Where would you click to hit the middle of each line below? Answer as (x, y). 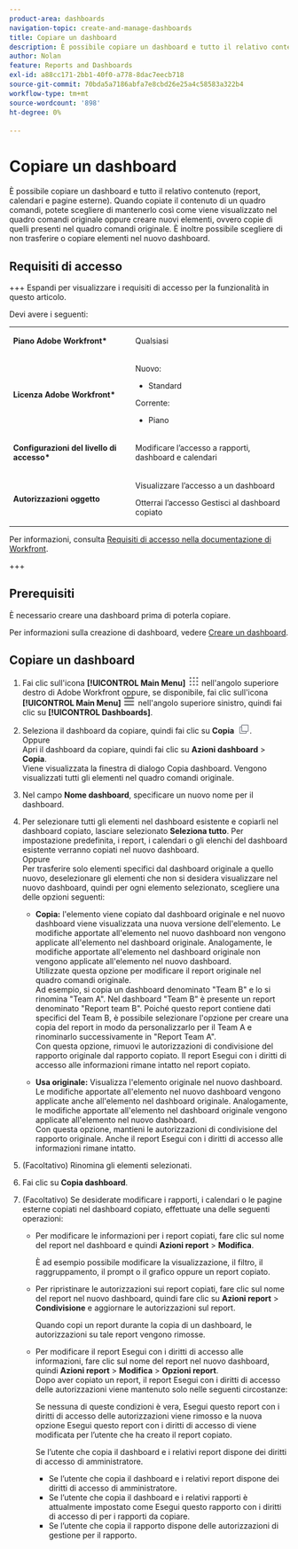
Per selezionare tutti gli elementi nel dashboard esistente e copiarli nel (150, 822)
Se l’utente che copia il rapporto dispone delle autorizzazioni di (164, 1525)
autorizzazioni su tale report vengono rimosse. (120, 1334)
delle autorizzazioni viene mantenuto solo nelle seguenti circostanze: (161, 1389)
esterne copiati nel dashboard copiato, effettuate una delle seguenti (146, 1209)
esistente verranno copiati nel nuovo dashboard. (110, 849)
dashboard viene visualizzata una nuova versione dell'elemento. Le (158, 924)
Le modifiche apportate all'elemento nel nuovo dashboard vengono (158, 1091)
